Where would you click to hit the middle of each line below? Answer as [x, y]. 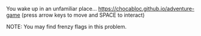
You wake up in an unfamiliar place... [52, 9]
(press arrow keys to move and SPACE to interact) [83, 15]
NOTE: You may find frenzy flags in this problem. [67, 27]
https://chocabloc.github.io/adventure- [146, 9]
